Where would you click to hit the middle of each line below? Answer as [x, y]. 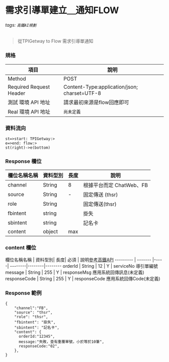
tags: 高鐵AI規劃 [21, 25]
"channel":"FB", [31, 308]
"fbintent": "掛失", [35, 322]
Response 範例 [23, 293]
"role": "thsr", [31, 317]
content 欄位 [21, 248]
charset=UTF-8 [82, 93]
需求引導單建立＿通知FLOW [62, 10]
